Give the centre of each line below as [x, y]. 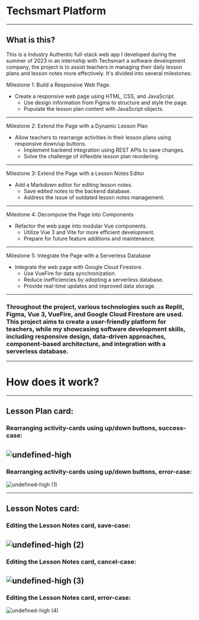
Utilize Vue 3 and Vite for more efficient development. [89, 232]
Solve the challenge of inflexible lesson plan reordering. [92, 156]
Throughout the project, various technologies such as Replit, [95, 306]
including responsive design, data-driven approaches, [86, 336]
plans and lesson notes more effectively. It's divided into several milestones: [99, 73]
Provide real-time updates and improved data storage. [89, 286]
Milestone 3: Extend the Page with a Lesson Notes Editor [76, 173]
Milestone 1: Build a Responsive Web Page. [58, 85]
